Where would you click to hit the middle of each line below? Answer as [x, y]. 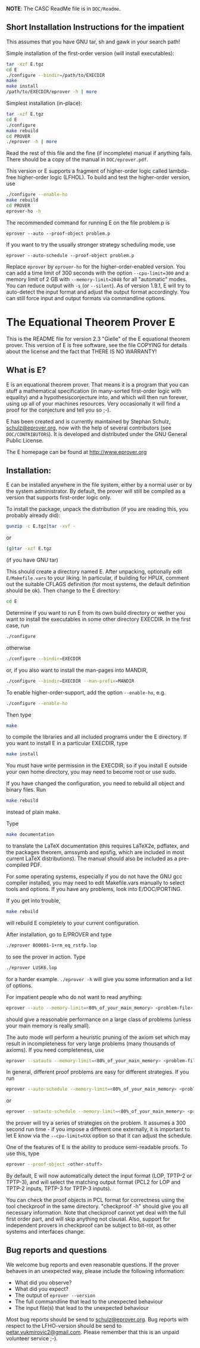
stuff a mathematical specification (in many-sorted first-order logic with [94, 391]
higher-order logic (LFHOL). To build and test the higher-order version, [104, 178]
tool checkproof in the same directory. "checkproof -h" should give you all [97, 1206]
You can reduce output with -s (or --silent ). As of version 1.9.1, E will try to [98, 285]
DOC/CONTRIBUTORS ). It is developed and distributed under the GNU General [97, 434]
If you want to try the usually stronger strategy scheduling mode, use [91, 244]
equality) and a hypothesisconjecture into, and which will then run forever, [97, 397]
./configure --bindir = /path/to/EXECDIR [56, 75]
